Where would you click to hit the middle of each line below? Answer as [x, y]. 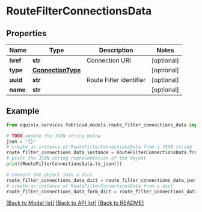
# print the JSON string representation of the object [76, 158]
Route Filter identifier [116, 80]
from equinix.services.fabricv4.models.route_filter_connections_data [96, 125]
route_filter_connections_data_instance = [60, 153]
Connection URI [109, 60]
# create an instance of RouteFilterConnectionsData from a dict [90, 186]
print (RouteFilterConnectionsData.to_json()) [64, 164]
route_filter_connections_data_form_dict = [62, 192]
